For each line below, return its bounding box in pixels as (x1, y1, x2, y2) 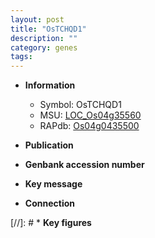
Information (24, 79, 76, 91)
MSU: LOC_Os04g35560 (39, 109, 142, 121)
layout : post (10, 14, 65, 25)
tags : (10, 52, 33, 62)
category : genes (10, 42, 78, 53)
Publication (24, 139, 74, 151)
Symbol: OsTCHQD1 (39, 99, 122, 111)
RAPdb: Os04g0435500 (39, 120, 140, 132)
